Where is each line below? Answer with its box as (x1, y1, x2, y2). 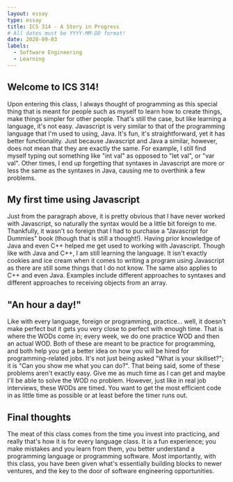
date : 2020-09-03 (7, 36, 58, 43)
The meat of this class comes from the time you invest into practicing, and (7, 430, 220, 438)
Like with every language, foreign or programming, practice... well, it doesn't (7, 317, 226, 326)
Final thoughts (7, 411, 72, 423)
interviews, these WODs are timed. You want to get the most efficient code (7, 384, 221, 392)
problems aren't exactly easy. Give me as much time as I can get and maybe (7, 369, 226, 378)
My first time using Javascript (7, 193, 140, 205)
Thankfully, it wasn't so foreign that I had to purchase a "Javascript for (7, 227, 209, 235)
